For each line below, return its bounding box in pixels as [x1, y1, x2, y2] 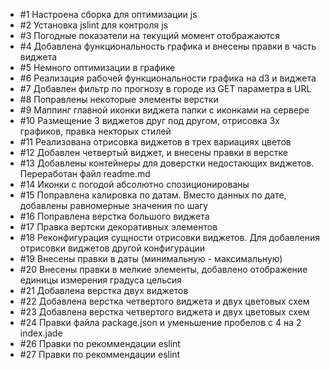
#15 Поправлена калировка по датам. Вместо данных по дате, [19, 189, 287, 201]
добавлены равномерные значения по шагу [19, 200, 209, 211]
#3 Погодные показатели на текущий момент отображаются [19, 30, 281, 41]
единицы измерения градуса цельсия [19, 274, 182, 286]
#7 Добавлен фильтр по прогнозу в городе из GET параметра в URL [19, 83, 312, 94]
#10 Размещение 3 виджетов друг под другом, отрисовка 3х [19, 115, 280, 126]
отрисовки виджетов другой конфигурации [19, 242, 206, 254]
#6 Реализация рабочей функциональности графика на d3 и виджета [19, 72, 317, 84]
